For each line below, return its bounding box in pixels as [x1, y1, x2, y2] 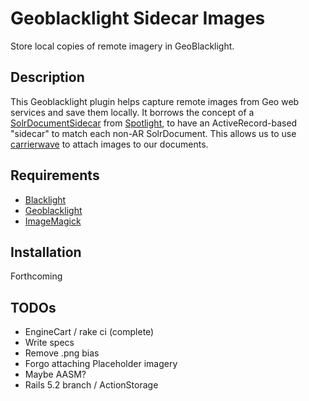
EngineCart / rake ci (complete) [24, 326, 155, 338]
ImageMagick [24, 215, 82, 227]
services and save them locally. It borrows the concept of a [10, 106, 255, 118]
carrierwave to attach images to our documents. [10, 138, 209, 150]
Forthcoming [10, 270, 63, 282]
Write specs [24, 337, 75, 349]
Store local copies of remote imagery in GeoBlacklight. [10, 40, 235, 52]
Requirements [10, 167, 100, 184]
